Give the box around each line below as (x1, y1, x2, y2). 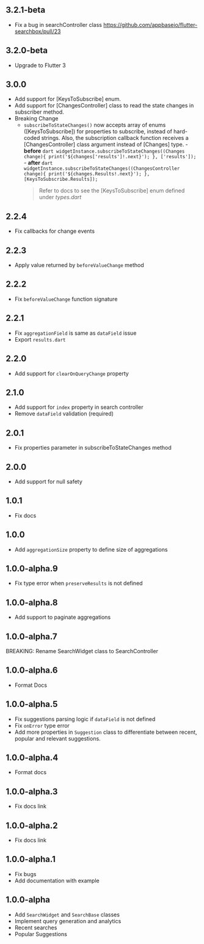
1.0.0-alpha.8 (5, 597, 58, 607)
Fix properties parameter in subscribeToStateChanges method (14, 444, 172, 452)
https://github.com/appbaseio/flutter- (103, 21, 198, 28)
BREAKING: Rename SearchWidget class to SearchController (5, 648, 158, 654)
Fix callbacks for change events (14, 227, 95, 235)
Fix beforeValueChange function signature (14, 295, 118, 302)
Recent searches (14, 924, 57, 931)
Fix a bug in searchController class (14, 21, 102, 28)
